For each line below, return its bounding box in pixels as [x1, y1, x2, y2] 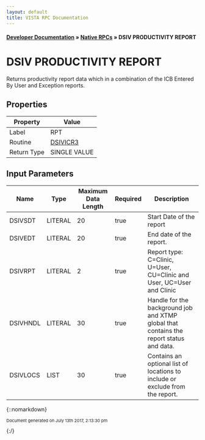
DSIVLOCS [9, 371, 40, 379]
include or [147, 375, 177, 383]
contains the [147, 326, 183, 335]
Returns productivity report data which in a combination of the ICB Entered [6, 75, 194, 83]
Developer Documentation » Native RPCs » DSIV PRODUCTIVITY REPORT [6, 34, 196, 41]
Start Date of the [147, 212, 195, 221]
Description [154, 194, 189, 203]
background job [147, 304, 193, 312]
